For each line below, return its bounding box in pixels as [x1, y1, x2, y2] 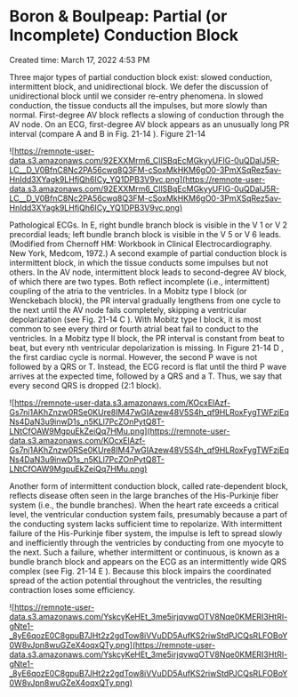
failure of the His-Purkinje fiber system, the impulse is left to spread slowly [9, 527, 283, 539]
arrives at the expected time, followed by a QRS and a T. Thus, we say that [9, 371, 283, 381]
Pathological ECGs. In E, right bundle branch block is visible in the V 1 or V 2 [9, 220, 287, 230]
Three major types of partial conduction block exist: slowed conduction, [9, 71, 273, 82]
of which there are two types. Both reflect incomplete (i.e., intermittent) [9, 276, 270, 286]
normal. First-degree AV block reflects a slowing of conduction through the [9, 109, 285, 120]
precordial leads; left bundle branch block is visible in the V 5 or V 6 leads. [9, 228, 282, 239]
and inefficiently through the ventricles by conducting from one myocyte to [9, 537, 285, 548]
